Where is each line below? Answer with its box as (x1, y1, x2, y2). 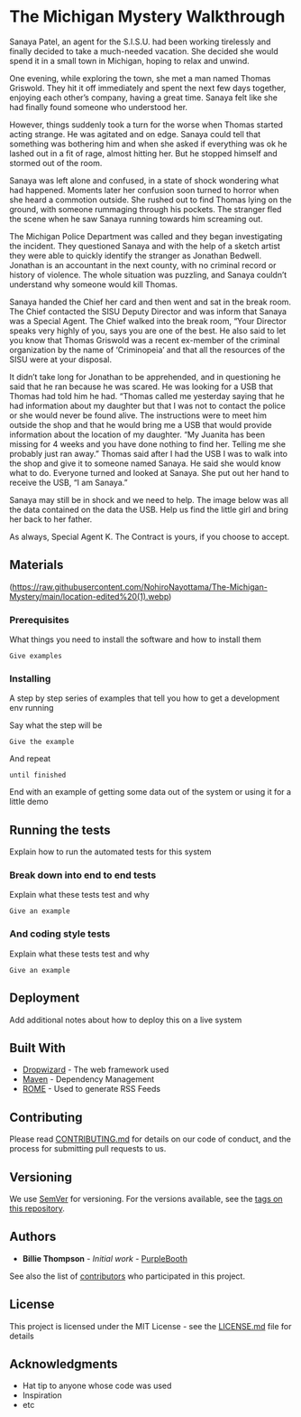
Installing (9, 672, 51, 685)
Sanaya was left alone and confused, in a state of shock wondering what (9, 174, 279, 186)
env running (9, 703, 54, 713)
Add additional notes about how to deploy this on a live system (9, 1014, 242, 1025)
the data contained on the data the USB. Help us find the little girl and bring (9, 504, 288, 515)
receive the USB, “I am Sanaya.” (9, 477, 128, 488)
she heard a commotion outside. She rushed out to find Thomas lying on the (9, 194, 292, 205)
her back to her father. (9, 513, 93, 525)
